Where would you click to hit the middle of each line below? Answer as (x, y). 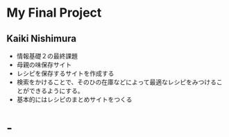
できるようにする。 (56, 91)
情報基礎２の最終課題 (47, 56)
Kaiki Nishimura (42, 39)
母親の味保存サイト (44, 65)
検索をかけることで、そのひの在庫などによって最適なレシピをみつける (116, 82)
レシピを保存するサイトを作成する (65, 73)
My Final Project (54, 13)
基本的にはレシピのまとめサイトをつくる (74, 99)
